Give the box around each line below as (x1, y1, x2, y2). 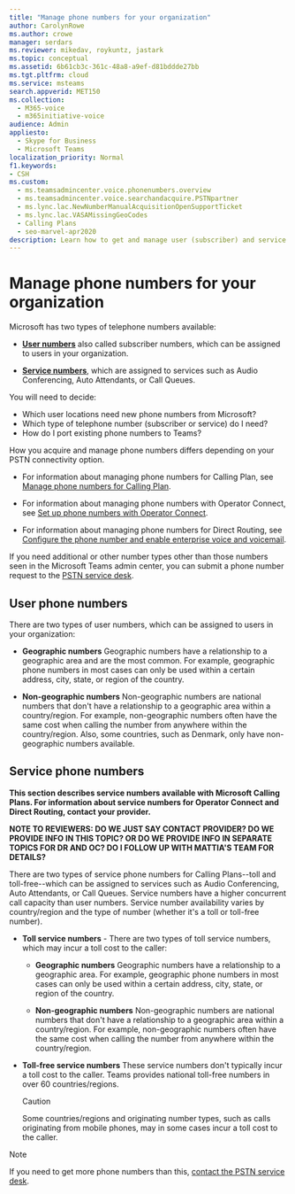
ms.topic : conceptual (9, 54, 89, 63)
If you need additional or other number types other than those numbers (9, 551, 269, 562)
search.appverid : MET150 (9, 87, 101, 96)
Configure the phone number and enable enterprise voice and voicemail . (21, 534, 287, 545)
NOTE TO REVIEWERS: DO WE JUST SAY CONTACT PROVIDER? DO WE (9, 823, 275, 833)
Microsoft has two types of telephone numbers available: (9, 322, 216, 332)
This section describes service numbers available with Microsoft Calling (9, 787, 280, 798)
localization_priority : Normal (9, 152, 125, 162)
